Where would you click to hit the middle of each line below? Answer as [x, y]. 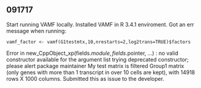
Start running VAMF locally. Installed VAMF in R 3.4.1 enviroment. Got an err [100, 24]
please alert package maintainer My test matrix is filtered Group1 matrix [95, 66]
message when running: [36, 31]
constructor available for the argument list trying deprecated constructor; [97, 59]
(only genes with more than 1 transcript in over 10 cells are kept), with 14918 [101, 72]
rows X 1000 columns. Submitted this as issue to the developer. [85, 78]
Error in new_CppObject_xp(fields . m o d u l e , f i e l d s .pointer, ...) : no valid [92, 53]
